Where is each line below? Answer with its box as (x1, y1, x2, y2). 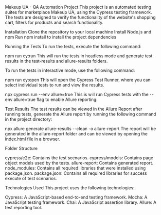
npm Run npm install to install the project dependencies (5, 34, 117, 40)
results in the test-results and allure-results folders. (5, 58, 108, 64)
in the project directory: (5, 116, 53, 122)
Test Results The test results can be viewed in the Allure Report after (5, 106, 143, 112)
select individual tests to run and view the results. (5, 82, 105, 88)
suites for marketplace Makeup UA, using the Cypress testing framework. (5, 9, 152, 15)
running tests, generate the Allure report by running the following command (5, 111, 157, 117)
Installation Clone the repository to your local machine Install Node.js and (5, 29, 152, 34)
